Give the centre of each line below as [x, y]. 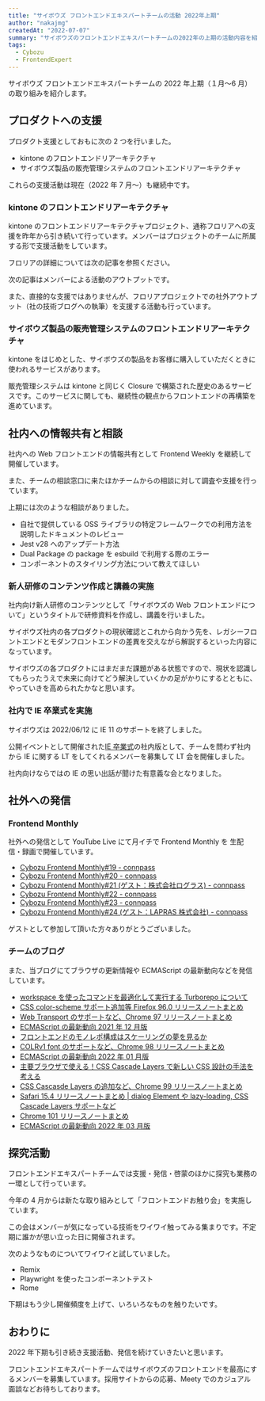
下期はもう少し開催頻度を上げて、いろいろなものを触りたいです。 [115, 1304]
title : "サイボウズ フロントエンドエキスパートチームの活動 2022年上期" [114, 15]
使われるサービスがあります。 [56, 369]
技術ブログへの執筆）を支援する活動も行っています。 [129, 306]
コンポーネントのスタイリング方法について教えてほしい [110, 564]
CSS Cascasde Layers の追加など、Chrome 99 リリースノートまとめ [131, 1086]
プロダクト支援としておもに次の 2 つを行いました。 [92, 141]
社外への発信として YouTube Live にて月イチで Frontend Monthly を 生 [123, 842]
